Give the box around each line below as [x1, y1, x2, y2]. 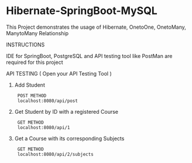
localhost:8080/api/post [17, 98, 78, 104]
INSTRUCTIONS [6, 41, 45, 48]
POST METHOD [17, 93, 47, 99]
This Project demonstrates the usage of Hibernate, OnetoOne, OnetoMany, [6, 23, 186, 30]
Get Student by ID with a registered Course [14, 108, 119, 115]
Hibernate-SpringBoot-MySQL [6, 4, 158, 18]
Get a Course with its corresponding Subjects [14, 135, 125, 142]
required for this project [6, 59, 63, 66]
